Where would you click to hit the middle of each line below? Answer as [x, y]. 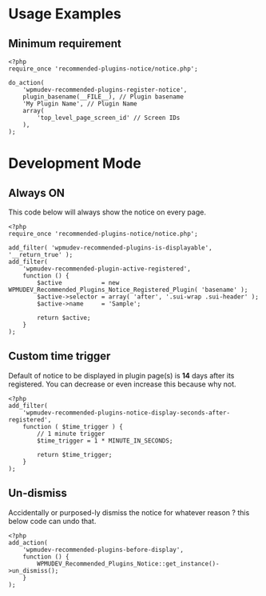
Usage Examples [65, 14]
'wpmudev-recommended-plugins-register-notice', [105, 90]
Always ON [37, 193]
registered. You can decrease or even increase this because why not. [123, 384]
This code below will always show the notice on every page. [107, 212]
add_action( [28, 542]
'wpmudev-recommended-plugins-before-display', [103, 550]
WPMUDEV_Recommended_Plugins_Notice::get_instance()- [128, 564]
